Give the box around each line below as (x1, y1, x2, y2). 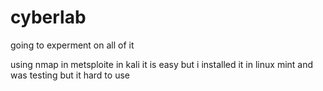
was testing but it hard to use (10, 69, 130, 81)
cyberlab (10, 6, 87, 29)
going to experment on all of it (10, 39, 135, 51)
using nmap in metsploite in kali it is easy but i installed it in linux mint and (10, 58, 314, 70)
